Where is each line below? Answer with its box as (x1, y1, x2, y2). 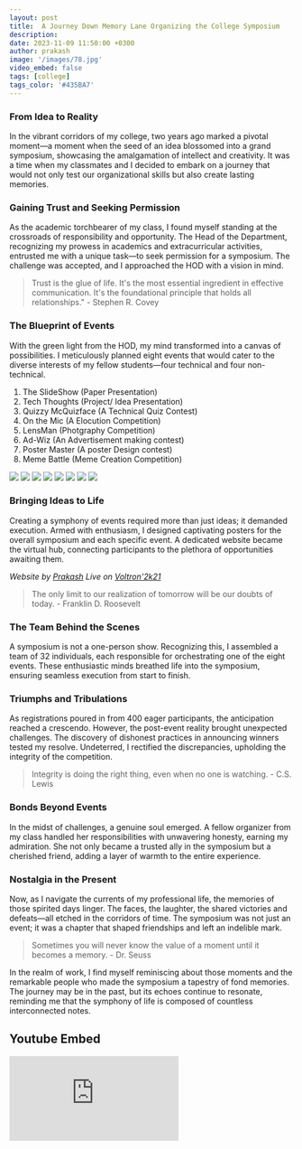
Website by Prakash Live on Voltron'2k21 (9, 571, 161, 582)
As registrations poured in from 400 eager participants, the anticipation (9, 713, 275, 724)
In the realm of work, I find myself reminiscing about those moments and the (9, 967, 293, 977)
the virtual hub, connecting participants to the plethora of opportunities (9, 544, 273, 555)
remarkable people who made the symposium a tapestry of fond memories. (9, 976, 290, 987)
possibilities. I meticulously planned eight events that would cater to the (9, 350, 275, 360)
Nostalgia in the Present (9, 873, 117, 885)
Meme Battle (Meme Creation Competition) (22, 453, 183, 464)
